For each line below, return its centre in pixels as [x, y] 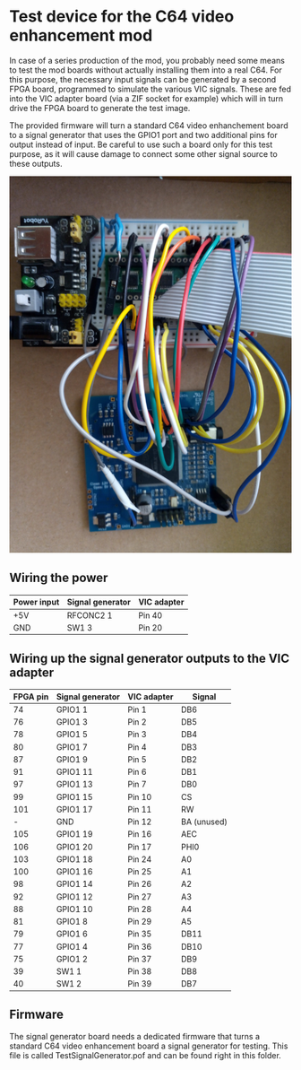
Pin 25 [140, 872]
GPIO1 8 [72, 922]
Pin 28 [140, 909]
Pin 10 [140, 796]
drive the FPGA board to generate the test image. [100, 108]
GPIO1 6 [72, 934]
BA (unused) [204, 822]
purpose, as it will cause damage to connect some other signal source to [143, 153]
